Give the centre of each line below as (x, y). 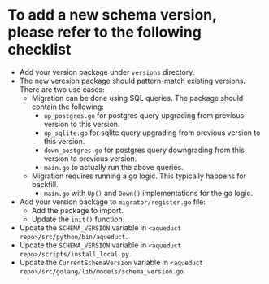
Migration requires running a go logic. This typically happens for (139, 176)
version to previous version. (90, 158)
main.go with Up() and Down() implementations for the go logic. (148, 193)
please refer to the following (105, 32)
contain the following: (68, 107)
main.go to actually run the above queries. (113, 167)
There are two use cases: (62, 89)
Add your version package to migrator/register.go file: (113, 202)
